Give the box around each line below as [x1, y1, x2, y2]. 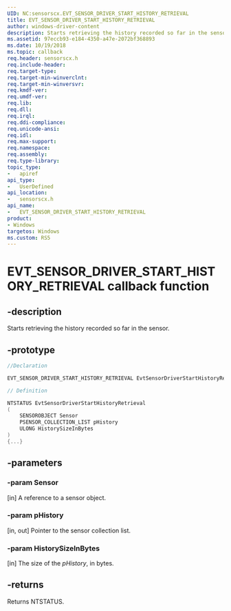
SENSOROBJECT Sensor [19, 413, 78, 420]
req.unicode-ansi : [7, 125, 60, 132]
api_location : [7, 189, 48, 196]
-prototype [7, 344, 55, 355]
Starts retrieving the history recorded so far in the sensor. [7, 324, 170, 333]
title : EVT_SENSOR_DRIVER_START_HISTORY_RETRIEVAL [7, 17, 155, 23]
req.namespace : [7, 145, 51, 152]
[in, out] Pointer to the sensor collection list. [7, 526, 131, 535]
